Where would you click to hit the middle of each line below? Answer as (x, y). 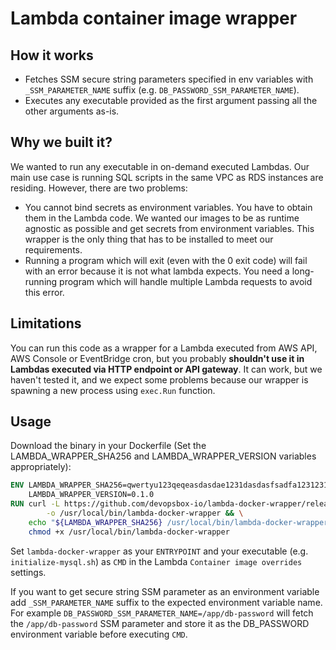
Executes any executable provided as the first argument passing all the (171, 100)
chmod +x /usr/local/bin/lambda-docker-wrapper (129, 532)
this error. (44, 292)
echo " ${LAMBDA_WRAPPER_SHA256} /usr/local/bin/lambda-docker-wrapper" (180, 522)
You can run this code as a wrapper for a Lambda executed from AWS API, (164, 348)
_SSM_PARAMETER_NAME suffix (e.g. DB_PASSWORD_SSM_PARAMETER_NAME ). (162, 90)
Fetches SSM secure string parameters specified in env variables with (169, 79)
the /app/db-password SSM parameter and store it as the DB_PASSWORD (160, 623)
